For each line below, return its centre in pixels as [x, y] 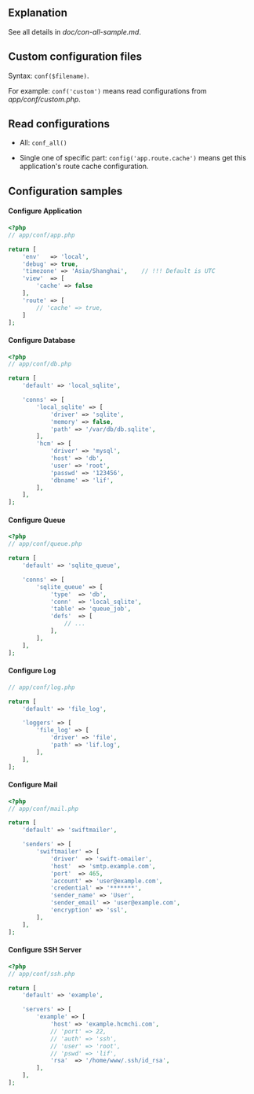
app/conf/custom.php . [44, 99]
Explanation [38, 13]
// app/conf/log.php [42, 687]
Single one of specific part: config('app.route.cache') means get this [133, 158]
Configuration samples [65, 191]
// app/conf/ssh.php [42, 974]
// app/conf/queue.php [45, 544]
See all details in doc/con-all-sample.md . [74, 31]
